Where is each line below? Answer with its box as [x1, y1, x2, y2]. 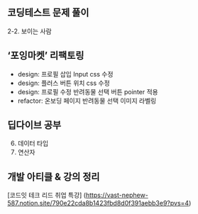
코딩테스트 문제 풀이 [7, 6, 89, 19]
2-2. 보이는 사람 [7, 27, 52, 35]
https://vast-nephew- [85, 191, 149, 200]
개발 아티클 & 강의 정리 [7, 171, 100, 183]
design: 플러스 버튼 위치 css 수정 [17, 79, 110, 87]
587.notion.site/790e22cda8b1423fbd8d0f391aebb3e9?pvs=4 [7, 199, 189, 208]
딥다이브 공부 [7, 119, 62, 131]
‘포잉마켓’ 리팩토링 [7, 50, 84, 62]
